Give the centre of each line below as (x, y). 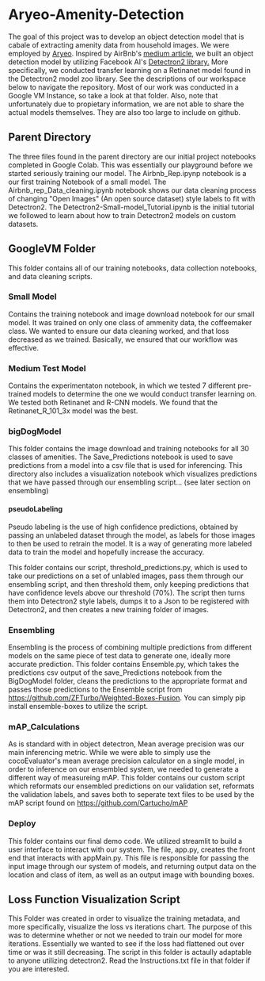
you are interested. (39, 969)
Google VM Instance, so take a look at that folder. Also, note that (113, 95)
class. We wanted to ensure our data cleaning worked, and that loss (119, 331)
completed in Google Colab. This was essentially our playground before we (131, 165)
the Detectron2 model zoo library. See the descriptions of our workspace (127, 79)
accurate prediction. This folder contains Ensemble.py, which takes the (124, 664)
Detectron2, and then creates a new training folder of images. (109, 609)
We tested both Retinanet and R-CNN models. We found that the (113, 403)
